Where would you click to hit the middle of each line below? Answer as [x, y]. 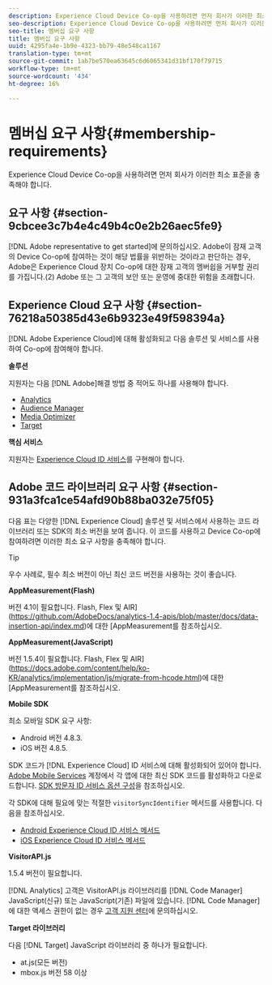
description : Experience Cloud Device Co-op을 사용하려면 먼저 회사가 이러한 [131, 16]
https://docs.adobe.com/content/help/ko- [81, 668]
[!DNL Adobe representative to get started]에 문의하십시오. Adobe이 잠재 [127, 246]
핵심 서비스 [25, 442]
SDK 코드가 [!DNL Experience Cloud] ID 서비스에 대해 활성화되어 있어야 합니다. [135, 765]
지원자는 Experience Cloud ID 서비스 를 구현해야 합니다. [96, 460]
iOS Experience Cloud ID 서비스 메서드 [83, 840]
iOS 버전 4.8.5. [44, 747]
